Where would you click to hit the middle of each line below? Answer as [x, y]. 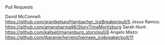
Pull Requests [19, 7]
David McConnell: [23, 16]
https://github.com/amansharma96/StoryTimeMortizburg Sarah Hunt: [76, 27]
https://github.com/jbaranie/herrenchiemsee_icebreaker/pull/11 [69, 37]
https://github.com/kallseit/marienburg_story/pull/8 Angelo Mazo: [72, 32]
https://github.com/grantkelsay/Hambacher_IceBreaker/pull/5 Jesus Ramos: [82, 22]
